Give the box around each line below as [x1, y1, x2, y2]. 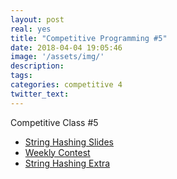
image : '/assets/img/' [10, 52, 105, 62]
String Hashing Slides [24, 136, 114, 148]
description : [10, 61, 65, 71]
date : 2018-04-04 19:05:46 [10, 42, 123, 53]
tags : [10, 71, 33, 81]
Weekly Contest [24, 146, 91, 158]
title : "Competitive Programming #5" [10, 33, 168, 43]
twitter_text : [10, 89, 70, 99]
